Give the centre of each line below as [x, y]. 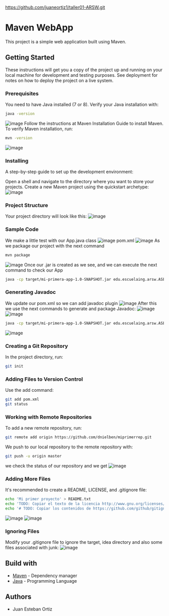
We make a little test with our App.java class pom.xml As [82, 240]
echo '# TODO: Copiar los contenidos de [48, 508]
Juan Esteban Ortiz [32, 609]
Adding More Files [28, 479]
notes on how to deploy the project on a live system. [59, 80]
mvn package [18, 255]
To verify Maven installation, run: [39, 129]
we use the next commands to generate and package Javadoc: [70, 309]
